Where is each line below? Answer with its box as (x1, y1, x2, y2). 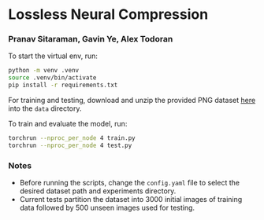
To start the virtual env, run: (8, 51, 99, 60)
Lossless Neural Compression (8, 5, 209, 24)
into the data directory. (8, 104, 82, 113)
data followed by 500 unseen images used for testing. (19, 203, 195, 213)
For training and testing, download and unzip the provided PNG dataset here (8, 96, 256, 105)
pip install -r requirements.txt (8, 81, 118, 90)
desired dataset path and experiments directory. (19, 186, 177, 196)
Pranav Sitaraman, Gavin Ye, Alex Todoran (8, 34, 173, 45)
